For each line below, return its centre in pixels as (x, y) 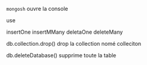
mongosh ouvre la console (37, 9)
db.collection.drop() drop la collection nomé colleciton (74, 44)
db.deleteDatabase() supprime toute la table (61, 55)
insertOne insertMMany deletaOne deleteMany (64, 32)
